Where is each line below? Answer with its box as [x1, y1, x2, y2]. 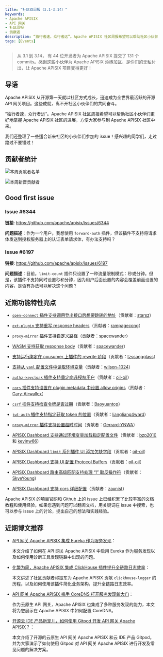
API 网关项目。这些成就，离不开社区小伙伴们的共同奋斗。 [5, 100, 120, 106]
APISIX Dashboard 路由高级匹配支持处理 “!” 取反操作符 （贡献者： [12, 469, 143, 475]
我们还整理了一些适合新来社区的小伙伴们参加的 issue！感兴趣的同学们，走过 [5, 133, 157, 139]
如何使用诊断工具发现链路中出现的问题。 [16, 554, 98, 560]
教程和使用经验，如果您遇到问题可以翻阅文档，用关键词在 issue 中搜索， [5, 502, 150, 508]
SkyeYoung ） [12, 475, 39, 481]
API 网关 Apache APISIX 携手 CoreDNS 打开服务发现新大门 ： [12, 591, 133, 597]
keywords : [5, 12, 25, 17]
